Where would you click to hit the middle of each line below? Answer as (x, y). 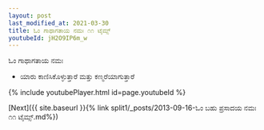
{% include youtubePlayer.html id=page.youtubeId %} (97, 93)
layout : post (30, 16)
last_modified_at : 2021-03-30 (59, 23)
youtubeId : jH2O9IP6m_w (48, 38)
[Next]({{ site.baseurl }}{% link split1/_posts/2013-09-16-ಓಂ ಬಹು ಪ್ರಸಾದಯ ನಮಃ (132, 108)
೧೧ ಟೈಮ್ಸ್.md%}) (33, 117)
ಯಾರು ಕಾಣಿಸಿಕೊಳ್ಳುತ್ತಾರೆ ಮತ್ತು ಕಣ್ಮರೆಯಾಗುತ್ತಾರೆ (77, 77)
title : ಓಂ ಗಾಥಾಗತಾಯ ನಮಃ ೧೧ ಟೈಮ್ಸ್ (60, 30)
